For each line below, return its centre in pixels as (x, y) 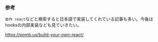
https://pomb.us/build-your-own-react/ (44, 35)
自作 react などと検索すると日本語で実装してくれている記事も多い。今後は (79, 19)
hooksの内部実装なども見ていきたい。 (43, 25)
